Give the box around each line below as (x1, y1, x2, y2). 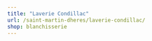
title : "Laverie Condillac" (7, 10, 90, 17)
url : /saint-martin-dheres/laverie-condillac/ (7, 17, 146, 24)
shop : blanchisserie (7, 23, 68, 30)
